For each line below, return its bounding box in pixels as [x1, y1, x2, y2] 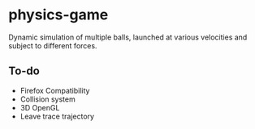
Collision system [19, 94, 76, 104]
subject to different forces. [8, 40, 97, 50]
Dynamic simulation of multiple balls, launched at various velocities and [8, 32, 248, 42]
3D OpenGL [19, 102, 60, 112]
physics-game [8, 6, 109, 24]
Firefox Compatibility [19, 85, 90, 95]
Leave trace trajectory [19, 111, 95, 121]
